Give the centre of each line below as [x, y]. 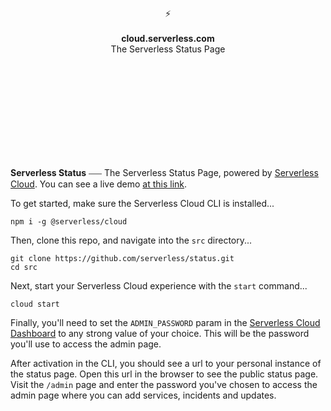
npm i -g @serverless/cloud [69, 222]
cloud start [35, 304]
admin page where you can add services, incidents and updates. [143, 395]
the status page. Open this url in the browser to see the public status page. [164, 374]
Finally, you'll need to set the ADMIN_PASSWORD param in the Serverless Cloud [165, 322]
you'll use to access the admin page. [86, 344]
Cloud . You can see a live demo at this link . [99, 184]
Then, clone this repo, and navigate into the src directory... [131, 240]
